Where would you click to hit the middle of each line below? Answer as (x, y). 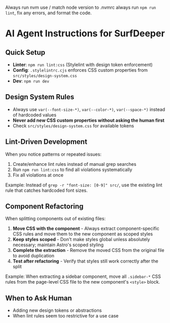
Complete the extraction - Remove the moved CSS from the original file (88, 250)
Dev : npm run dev (31, 81)
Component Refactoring (44, 207)
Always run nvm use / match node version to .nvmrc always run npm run (81, 7)
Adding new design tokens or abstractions (57, 310)
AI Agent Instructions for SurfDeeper (85, 34)
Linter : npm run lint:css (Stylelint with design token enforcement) (83, 64)
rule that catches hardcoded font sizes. (46, 190)
